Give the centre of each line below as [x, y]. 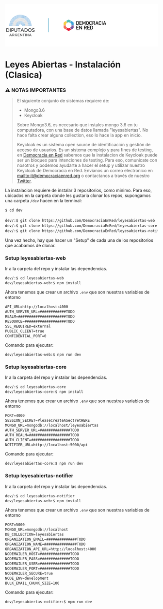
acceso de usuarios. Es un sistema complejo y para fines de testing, [85, 150]
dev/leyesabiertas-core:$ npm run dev [44, 464]
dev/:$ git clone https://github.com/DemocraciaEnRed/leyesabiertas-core [81, 226]
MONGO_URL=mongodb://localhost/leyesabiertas [52, 426]
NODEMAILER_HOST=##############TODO [42, 554]
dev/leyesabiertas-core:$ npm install [44, 392]
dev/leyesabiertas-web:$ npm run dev [43, 355]
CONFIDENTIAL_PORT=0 [26, 336]
